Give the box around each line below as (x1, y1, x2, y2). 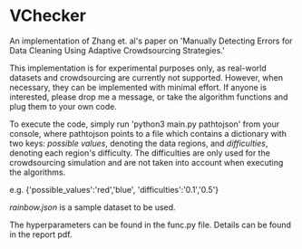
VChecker (9, 5, 86, 26)
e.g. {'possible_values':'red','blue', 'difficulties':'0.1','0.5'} (9, 184, 219, 195)
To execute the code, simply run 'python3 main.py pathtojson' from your (9, 119, 279, 129)
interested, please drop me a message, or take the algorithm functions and (9, 91, 288, 102)
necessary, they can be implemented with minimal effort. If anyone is (9, 81, 268, 92)
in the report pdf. (9, 228, 73, 240)
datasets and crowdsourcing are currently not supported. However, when (9, 72, 284, 82)
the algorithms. (9, 167, 66, 177)
